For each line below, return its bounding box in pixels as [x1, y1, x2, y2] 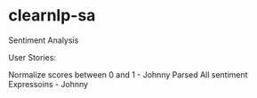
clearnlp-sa [8, 5, 96, 26]
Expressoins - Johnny [8, 78, 89, 89]
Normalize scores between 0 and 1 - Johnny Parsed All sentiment [8, 69, 248, 80]
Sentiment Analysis [8, 35, 79, 45]
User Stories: [8, 52, 57, 62]
